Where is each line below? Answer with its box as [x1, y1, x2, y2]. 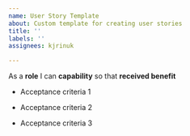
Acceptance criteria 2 [19, 103, 93, 113]
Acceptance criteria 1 [19, 87, 91, 97]
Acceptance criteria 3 [19, 118, 93, 128]
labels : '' [8, 34, 45, 43]
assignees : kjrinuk [8, 42, 74, 50]
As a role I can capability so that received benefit [8, 71, 176, 81]
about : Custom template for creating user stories [8, 19, 183, 28]
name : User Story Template [8, 11, 99, 20]
